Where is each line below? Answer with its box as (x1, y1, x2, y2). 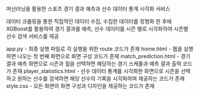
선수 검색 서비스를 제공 (6, 33, 59, 40)
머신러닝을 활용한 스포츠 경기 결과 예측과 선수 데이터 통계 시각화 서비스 (6, 5, 170, 12)
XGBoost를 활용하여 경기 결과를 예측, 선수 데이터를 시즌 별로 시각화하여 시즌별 (6, 26, 189, 32)
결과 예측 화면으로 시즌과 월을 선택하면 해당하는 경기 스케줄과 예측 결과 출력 (6, 60, 182, 67)
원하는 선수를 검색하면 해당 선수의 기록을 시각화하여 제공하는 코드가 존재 (17, 75, 185, 82)
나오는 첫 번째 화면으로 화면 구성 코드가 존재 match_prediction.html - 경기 (17, 53, 191, 59)
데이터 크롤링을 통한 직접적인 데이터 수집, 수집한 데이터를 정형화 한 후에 (6, 18, 172, 25)
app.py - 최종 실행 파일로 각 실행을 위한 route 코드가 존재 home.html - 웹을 (6, 45, 182, 52)
